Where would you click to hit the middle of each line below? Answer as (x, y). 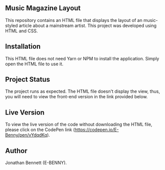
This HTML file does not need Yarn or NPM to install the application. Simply (82, 58)
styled (12, 25)
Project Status (28, 80)
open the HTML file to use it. (34, 64)
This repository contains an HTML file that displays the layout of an (74, 20)
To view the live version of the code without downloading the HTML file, (79, 125)
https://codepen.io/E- (97, 130)
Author (16, 151)
